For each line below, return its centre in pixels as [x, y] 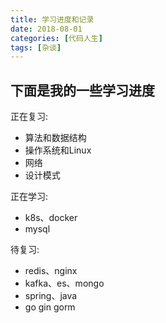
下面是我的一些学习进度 [82, 90]
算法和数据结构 [55, 138]
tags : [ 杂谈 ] [36, 47]
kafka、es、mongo [64, 283]
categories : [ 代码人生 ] [56, 38]
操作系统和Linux [58, 150]
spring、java [51, 296]
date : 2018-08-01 [46, 29]
